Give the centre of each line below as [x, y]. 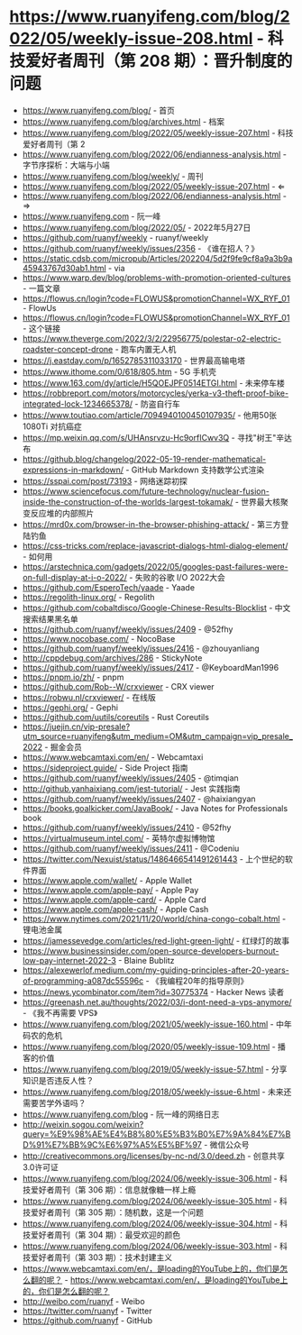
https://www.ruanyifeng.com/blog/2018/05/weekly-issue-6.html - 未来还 [157, 1092]
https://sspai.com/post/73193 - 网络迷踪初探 [105, 480]
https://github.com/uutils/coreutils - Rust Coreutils [116, 717]
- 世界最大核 [258, 501]
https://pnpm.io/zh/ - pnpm [73, 677]
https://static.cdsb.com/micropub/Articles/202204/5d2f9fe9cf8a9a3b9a [157, 258]
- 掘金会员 [64, 746]
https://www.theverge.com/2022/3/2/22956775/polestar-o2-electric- [152, 338]
